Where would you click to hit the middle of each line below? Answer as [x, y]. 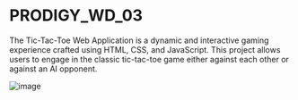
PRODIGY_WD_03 [76, 16]
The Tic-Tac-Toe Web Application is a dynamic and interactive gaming [139, 40]
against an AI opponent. [53, 69]
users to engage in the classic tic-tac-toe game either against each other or [149, 59]
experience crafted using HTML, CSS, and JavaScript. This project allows [145, 49]
